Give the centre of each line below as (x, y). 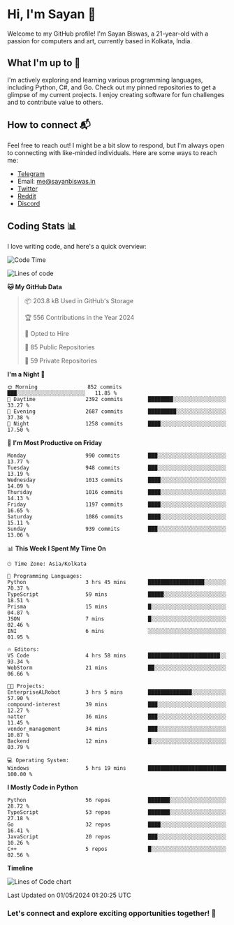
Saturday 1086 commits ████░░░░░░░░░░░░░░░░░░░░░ (117, 517)
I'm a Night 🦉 (26, 374)
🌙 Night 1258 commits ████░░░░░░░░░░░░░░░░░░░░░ (117, 424)
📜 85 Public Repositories (60, 347)
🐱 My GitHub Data (35, 287)
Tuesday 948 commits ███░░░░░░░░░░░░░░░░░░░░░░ (117, 468)
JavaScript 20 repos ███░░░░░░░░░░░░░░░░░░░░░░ (117, 837)
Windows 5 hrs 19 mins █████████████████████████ (117, 769)
